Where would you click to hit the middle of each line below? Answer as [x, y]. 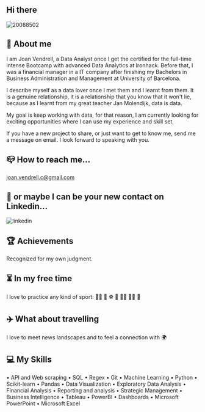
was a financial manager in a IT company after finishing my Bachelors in [97, 72]
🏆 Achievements [40, 241]
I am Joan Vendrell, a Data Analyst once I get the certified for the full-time [99, 59]
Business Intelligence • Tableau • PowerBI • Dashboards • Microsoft [92, 397]
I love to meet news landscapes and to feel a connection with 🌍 [87, 337]
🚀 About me [29, 44]
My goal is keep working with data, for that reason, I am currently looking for [103, 115]
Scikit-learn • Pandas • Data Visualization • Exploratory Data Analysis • [96, 384]
